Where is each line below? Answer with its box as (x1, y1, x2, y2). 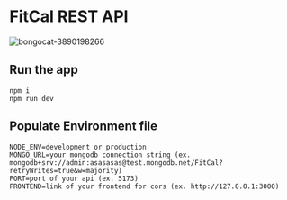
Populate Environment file (9, 119, 158, 134)
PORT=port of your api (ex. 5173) (9, 174, 139, 183)
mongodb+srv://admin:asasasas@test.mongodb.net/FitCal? (9, 158, 223, 168)
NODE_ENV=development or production (9, 142, 147, 151)
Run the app (9, 62, 78, 77)
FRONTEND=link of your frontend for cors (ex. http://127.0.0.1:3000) (9, 182, 280, 191)
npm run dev (9, 94, 54, 103)
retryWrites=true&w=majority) (9, 166, 123, 175)
